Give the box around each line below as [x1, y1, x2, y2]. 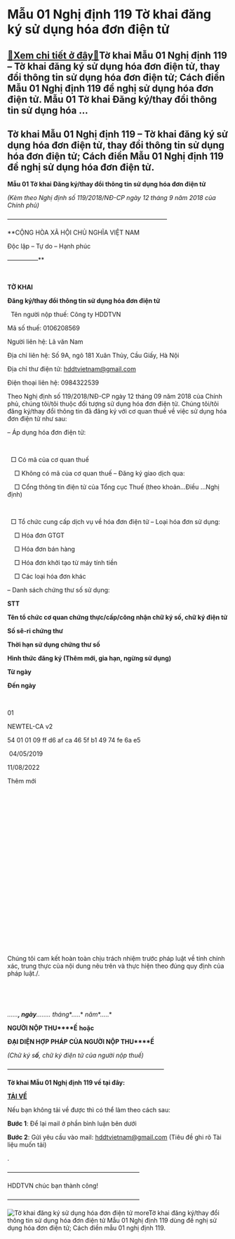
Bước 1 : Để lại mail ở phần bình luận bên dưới [7, 1119, 137, 1128]
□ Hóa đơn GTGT [13, 531, 65, 540]
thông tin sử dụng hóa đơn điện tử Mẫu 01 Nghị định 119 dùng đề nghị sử [7, 1216, 217, 1225]
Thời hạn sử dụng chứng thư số [7, 640, 100, 649]
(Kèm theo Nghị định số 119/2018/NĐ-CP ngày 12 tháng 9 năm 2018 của [7, 194, 216, 202]
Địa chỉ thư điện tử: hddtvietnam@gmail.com [7, 365, 137, 373]
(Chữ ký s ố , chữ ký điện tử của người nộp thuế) [7, 1051, 144, 1059]
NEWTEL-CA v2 [7, 722, 53, 731]
